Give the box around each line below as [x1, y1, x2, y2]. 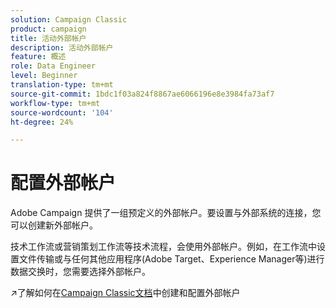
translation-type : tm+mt [10, 80, 114, 90]
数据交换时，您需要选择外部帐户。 [10, 266, 151, 278]
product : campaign [10, 24, 87, 34]
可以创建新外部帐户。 [10, 219, 98, 231]
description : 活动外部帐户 [10, 42, 114, 53]
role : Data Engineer [10, 61, 97, 71]
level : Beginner [10, 71, 78, 81]
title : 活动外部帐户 [10, 33, 87, 43]
